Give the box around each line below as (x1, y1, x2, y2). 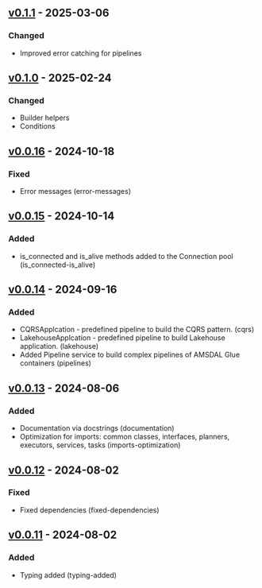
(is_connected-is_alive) (19, 260, 96, 269)
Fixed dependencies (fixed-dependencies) (19, 505, 160, 515)
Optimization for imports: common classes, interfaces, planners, (19, 432, 230, 442)
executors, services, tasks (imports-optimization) (19, 440, 181, 450)
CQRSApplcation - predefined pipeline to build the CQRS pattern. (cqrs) (19, 325, 255, 335)
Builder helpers (19, 113, 70, 122)
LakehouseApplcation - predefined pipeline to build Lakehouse (19, 333, 225, 342)
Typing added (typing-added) (19, 570, 118, 579)
